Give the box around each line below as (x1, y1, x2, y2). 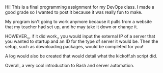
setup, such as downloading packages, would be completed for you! (5, 44, 144, 49)
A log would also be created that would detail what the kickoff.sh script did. (5, 53, 158, 59)
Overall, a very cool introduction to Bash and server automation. (5, 63, 135, 68)
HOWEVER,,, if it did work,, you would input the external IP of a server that (5, 34, 156, 39)
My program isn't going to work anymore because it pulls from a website (5, 19, 152, 24)
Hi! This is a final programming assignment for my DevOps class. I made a (5, 4, 155, 10)
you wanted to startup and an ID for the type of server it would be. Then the (5, 38, 159, 44)
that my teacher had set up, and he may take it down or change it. (5, 24, 138, 30)
